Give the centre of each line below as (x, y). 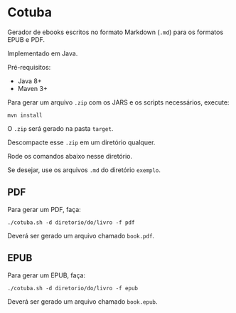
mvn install (25, 115)
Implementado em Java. (43, 53)
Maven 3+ (32, 88)
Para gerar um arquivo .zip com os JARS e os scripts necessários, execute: (118, 102)
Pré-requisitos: (29, 67)
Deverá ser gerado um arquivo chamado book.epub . (82, 301)
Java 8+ (29, 81)
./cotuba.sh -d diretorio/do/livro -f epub (73, 288)
